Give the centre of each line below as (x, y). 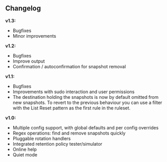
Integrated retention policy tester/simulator (58, 144)
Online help (25, 149)
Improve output (29, 61)
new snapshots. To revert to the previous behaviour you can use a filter (87, 102)
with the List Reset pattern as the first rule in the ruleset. (72, 108)
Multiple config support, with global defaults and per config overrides (86, 127)
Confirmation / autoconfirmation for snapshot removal (69, 66)
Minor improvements (34, 36)
